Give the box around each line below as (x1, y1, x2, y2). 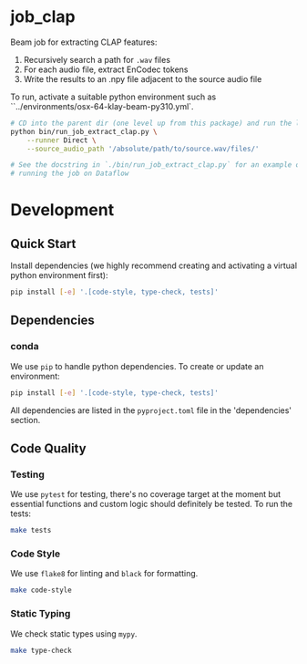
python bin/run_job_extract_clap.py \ (10, 127, 158, 136)
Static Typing (10, 607, 71, 620)
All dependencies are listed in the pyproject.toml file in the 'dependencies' (10, 404, 292, 416)
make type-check (10, 646, 72, 655)
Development (10, 200, 115, 221)
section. (10, 414, 41, 425)
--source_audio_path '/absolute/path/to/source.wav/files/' (26, 144, 260, 153)
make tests (10, 526, 52, 535)
